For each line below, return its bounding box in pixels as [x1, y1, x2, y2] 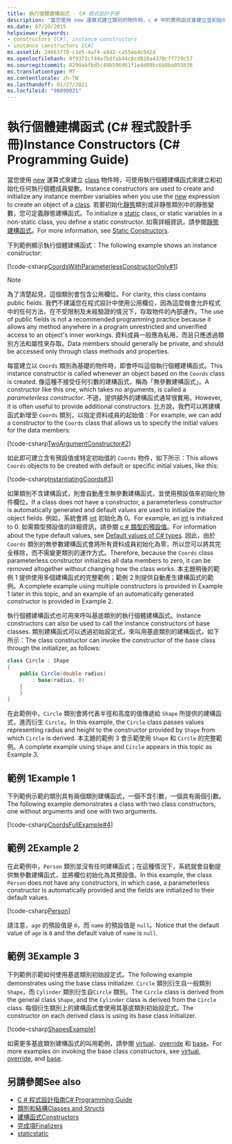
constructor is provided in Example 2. [7, 597, 114, 606]
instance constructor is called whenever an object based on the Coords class [7, 369, 225, 378]
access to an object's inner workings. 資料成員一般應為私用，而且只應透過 [7, 331, 218, 340]
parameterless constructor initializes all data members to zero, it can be [7, 556, 211, 565]
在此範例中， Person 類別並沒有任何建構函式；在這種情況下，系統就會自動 [7, 862, 215, 870]
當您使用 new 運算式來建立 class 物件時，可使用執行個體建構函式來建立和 [7, 176, 216, 184]
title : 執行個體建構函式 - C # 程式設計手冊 [7, 10, 119, 17]
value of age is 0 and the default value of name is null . [7, 929, 158, 937]
